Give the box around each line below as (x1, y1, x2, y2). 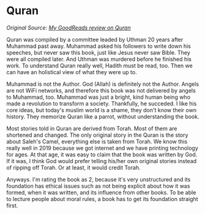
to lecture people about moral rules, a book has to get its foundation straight (6, 195, 198, 202)
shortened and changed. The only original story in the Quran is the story (6, 131, 188, 139)
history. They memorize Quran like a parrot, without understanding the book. (6, 113, 199, 120)
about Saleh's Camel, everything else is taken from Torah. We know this (6, 137, 188, 145)
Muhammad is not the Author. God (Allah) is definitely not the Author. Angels (6, 80, 199, 88)
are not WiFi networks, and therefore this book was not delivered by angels (6, 86, 196, 94)
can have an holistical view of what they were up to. (6, 68, 137, 75)
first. (6, 202, 18, 209)
